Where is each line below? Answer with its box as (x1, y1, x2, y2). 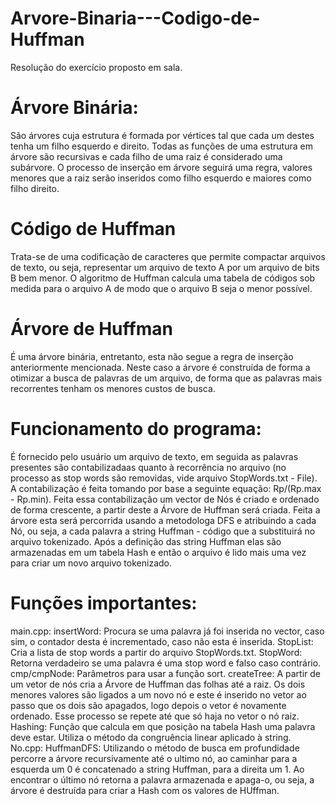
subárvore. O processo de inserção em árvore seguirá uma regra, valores (10, 161, 313, 173)
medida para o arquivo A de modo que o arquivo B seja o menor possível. (10, 282, 313, 294)
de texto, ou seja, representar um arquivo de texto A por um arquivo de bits (10, 261, 320, 273)
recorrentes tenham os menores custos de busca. (10, 382, 216, 394)
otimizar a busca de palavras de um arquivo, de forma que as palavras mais (10, 372, 323, 384)
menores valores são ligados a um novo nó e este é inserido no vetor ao (10, 688, 307, 701)
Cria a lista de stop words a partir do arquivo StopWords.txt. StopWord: (10, 646, 303, 658)
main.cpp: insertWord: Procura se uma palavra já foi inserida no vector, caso (10, 625, 325, 637)
